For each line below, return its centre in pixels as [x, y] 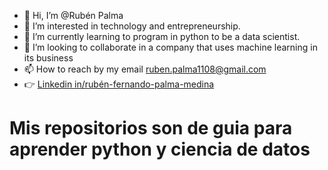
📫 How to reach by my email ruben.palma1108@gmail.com [145, 69]
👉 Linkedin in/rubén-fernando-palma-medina [119, 84]
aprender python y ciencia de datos [160, 149]
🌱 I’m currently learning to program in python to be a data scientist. [162, 36]
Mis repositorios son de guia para [151, 128]
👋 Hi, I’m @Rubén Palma [73, 15]
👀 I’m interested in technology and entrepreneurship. [132, 26]
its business [48, 58]
